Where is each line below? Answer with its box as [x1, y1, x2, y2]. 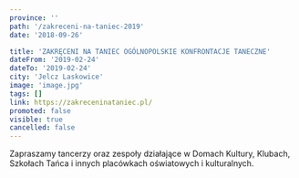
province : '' [9, 13, 59, 23]
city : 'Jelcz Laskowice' [9, 72, 104, 82]
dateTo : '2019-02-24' [9, 64, 92, 73]
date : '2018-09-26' [9, 30, 84, 39]
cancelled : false [9, 123, 76, 132]
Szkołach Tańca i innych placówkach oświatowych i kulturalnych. [9, 158, 254, 169]
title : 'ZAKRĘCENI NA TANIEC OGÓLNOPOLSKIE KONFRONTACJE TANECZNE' [9, 47, 272, 56]
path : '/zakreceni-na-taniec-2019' [9, 22, 145, 31]
